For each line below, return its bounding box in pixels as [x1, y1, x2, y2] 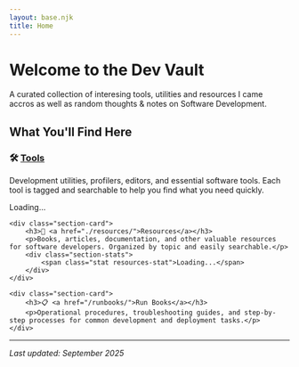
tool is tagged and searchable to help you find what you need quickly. [9, 184, 264, 196]
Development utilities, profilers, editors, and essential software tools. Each [9, 175, 281, 186]
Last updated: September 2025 [9, 348, 125, 359]
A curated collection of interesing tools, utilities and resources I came [9, 89, 263, 100]
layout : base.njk [9, 12, 74, 22]
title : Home [9, 21, 53, 30]
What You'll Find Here [9, 124, 133, 139]
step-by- [244, 308, 277, 317]
